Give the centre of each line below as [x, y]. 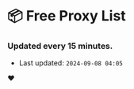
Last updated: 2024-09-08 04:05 [71, 63]
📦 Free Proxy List [67, 16]
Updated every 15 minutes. [60, 46]
